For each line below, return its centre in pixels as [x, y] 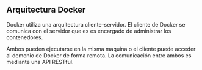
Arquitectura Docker [46, 10]
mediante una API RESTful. [40, 62]
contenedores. [25, 37]
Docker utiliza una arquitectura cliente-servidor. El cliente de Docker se [96, 24]
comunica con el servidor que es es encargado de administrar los [89, 31]
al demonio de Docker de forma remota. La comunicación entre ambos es [99, 55]
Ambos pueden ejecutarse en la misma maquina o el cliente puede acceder [101, 49]
